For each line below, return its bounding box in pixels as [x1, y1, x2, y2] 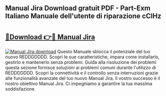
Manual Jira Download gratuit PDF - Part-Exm [5, 4, 151, 13]
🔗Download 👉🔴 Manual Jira [5, 33, 96, 41]
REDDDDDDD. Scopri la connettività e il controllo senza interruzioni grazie [5, 70, 158, 76]
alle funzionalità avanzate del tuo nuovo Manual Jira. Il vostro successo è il [5, 75, 160, 81]
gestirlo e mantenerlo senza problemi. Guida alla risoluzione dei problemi [5, 59, 157, 65]
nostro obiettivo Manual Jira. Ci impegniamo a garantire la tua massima [5, 80, 152, 86]
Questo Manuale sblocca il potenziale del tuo [57, 49, 151, 54]
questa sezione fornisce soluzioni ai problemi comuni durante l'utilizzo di [5, 65, 156, 70]
